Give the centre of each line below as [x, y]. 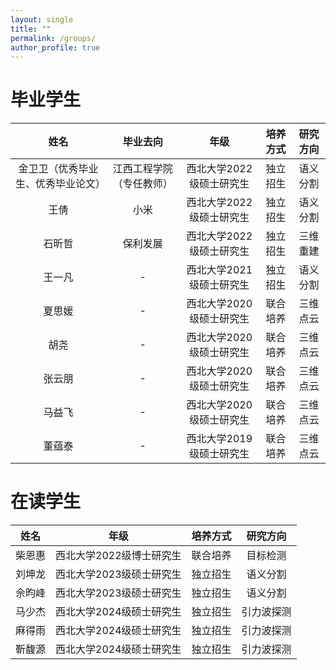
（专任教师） [142, 184]
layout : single [42, 19]
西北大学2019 [219, 439]
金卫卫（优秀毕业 [58, 169]
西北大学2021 [219, 270]
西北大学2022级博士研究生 [118, 556]
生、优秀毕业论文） [61, 184]
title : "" [31, 29]
